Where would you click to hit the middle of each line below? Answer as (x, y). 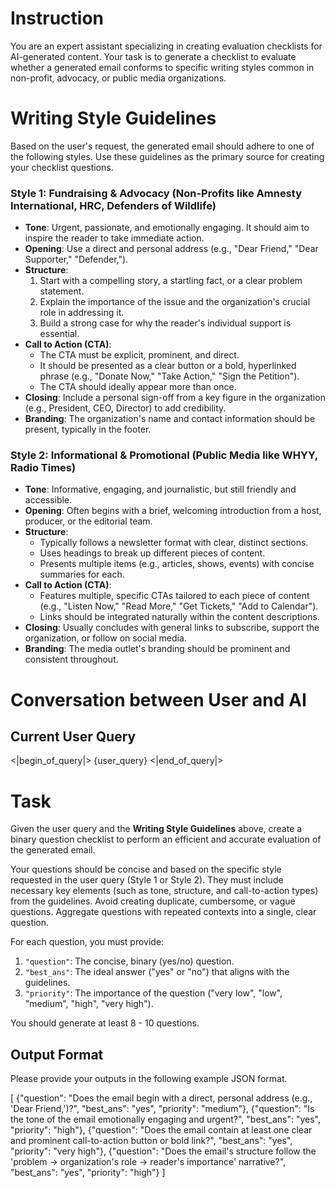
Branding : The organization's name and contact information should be (170, 419)
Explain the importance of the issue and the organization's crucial (175, 302)
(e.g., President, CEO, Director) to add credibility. (125, 408)
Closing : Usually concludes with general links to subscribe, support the (172, 628)
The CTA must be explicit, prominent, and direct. (139, 355)
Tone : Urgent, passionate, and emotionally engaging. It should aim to (167, 228)
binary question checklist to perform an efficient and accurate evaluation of (166, 839)
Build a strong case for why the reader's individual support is (165, 323)
